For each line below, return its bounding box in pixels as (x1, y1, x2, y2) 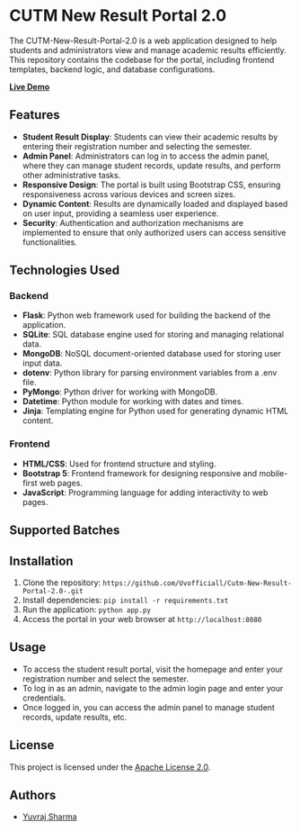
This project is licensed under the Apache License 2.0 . (9, 762, 211, 772)
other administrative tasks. (22, 169, 121, 180)
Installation (9, 553, 74, 568)
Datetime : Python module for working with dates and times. (22, 396, 244, 407)
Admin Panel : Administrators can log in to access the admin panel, (22, 150, 269, 161)
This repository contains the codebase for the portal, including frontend (9, 54, 275, 65)
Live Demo (9, 81, 50, 92)
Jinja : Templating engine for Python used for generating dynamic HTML (22, 406, 289, 417)
